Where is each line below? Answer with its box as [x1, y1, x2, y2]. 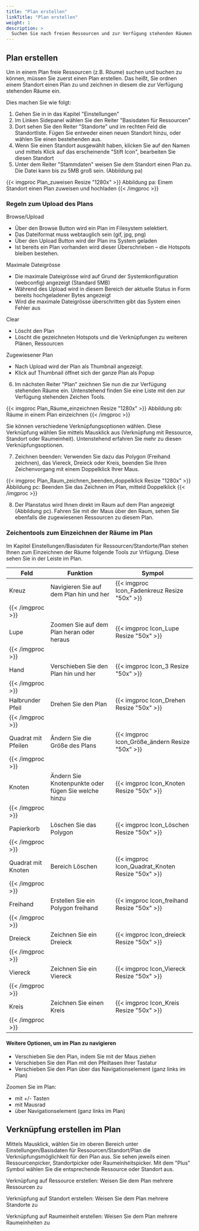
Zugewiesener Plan [6, 351, 53, 359]
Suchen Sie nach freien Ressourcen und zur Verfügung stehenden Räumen [11, 31, 192, 37]
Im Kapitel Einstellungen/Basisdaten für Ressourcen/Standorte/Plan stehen [6, 542, 188, 549]
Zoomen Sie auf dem [50, 621, 108, 629]
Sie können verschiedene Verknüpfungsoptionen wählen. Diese [6, 422, 162, 430]
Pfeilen [9, 741, 28, 749]
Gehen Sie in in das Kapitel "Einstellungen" [14, 110, 120, 117]
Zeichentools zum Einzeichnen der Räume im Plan [6, 529, 153, 537]
